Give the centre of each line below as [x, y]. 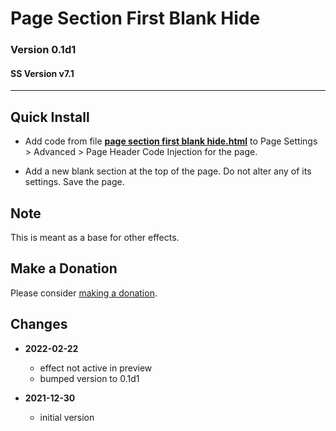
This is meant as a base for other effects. [95, 237]
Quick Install [50, 117]
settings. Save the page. [74, 182]
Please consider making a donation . [84, 293]
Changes [39, 324]
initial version [67, 417]
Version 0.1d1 [43, 50]
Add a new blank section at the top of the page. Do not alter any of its [168, 171]
